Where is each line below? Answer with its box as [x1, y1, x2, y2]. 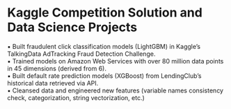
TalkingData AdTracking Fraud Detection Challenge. [7, 50, 156, 58]
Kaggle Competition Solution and [7, 5, 203, 21]
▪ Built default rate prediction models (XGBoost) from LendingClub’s [7, 71, 202, 80]
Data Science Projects [7, 19, 138, 35]
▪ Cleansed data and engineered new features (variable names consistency [7, 86, 224, 95]
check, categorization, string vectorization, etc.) [7, 93, 145, 101]
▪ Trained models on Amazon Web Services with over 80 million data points [7, 57, 224, 65]
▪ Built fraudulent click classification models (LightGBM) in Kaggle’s [7, 42, 200, 50]
